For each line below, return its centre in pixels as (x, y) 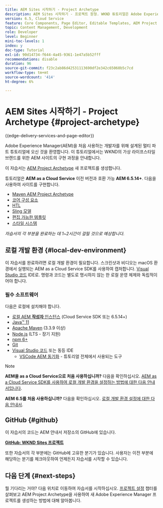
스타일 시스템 (24, 223)
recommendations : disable (31, 59)
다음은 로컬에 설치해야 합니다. (33, 306)
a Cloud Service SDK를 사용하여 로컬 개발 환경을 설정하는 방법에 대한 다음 (76, 382)
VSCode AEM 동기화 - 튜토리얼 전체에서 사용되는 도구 (71, 356)
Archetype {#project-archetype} (72, 122)
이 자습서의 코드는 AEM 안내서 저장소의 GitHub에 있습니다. (61, 432)
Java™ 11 (20, 322)
